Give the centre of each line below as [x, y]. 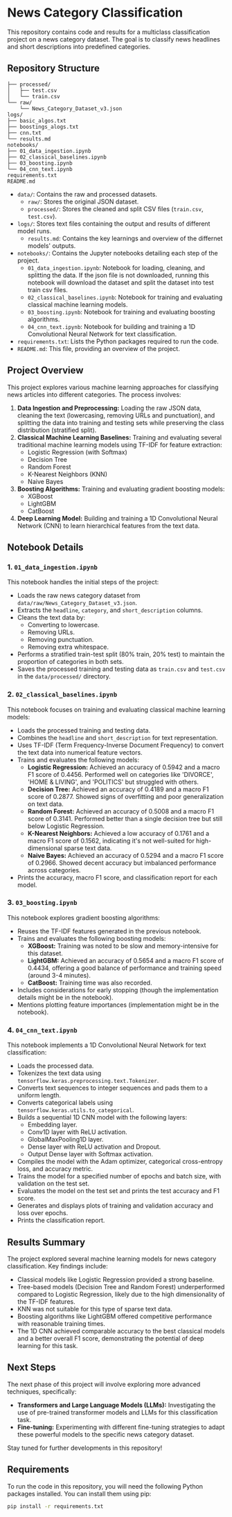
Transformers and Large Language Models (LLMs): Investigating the [116, 1405]
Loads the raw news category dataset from [79, 595]
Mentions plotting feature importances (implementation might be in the [118, 1005]
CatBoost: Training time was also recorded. [90, 982]
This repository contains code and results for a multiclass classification [109, 32]
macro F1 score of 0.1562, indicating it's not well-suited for [111, 841]
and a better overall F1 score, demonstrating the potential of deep [110, 1338]
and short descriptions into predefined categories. [79, 46]
